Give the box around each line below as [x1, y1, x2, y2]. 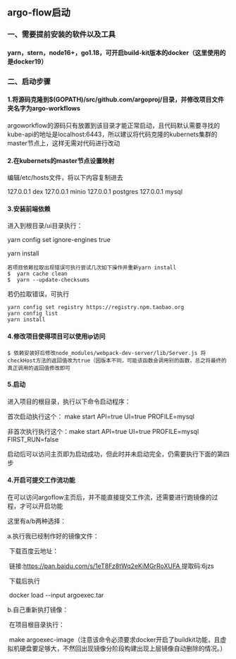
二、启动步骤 [7, 76, 51, 86]
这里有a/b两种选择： [7, 517, 67, 526]
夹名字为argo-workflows [7, 104, 81, 113]
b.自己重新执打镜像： [7, 605, 69, 614]
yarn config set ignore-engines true [7, 236, 111, 244]
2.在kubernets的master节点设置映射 [7, 156, 115, 164]
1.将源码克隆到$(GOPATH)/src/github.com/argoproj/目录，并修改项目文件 [7, 95, 224, 104]
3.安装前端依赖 [7, 204, 51, 213]
